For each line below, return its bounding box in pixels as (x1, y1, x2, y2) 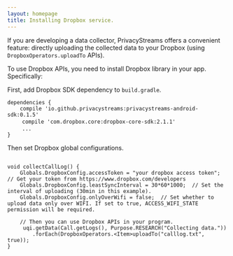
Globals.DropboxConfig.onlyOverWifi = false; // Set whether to (20, 194, 215, 201)
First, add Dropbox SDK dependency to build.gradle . (7, 85, 162, 94)
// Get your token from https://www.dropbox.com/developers (7, 176, 187, 183)
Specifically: (7, 71, 43, 80)
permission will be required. (7, 206, 96, 213)
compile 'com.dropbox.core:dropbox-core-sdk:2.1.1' (22, 118, 176, 125)
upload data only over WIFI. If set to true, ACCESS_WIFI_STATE (7, 200, 199, 207)
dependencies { (7, 99, 52, 106)
